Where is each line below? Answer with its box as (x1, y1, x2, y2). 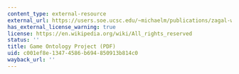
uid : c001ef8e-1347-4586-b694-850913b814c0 (7, 50, 139, 57)
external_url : (7, 17, 50, 24)
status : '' (7, 37, 40, 44)
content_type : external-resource (7, 10, 107, 18)
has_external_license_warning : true (7, 23, 116, 30)
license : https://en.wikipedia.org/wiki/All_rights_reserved (7, 30, 193, 37)
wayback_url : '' (7, 56, 55, 63)
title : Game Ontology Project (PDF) (7, 43, 116, 50)
